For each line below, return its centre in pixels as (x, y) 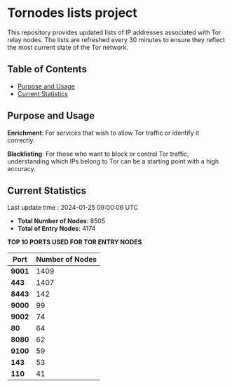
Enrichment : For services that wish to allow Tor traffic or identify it (103, 133)
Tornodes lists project (73, 13)
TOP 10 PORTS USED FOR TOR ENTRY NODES (75, 242)
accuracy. (22, 168)
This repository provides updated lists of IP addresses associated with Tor (114, 32)
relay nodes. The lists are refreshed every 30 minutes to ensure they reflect (116, 39)
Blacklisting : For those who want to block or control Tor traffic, (98, 154)
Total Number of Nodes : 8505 (61, 221)
